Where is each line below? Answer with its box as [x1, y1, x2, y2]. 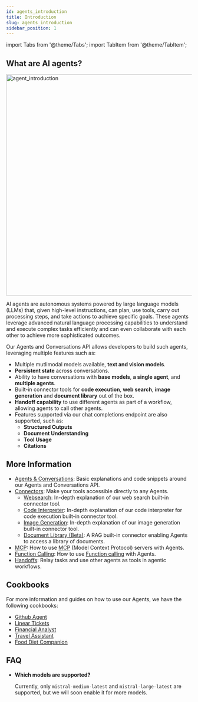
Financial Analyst [14, 626, 57, 633]
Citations [23, 442, 47, 450]
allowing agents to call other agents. [14, 405, 103, 412]
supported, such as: [14, 417, 64, 425]
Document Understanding [23, 430, 89, 437]
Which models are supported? [14, 671, 91, 678]
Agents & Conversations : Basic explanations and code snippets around [14, 475, 187, 482]
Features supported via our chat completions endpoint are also [14, 411, 168, 418]
